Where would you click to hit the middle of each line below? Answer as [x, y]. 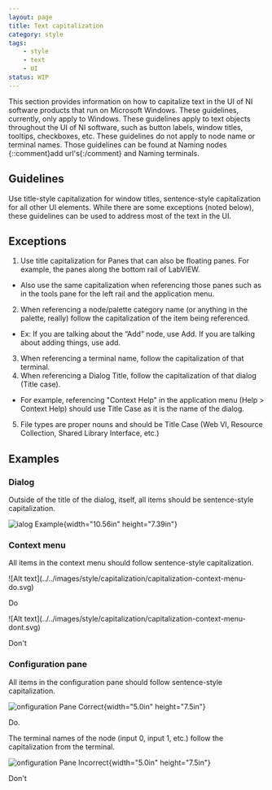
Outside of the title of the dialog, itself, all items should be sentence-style [131, 500]
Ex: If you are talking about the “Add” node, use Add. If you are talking [137, 334]
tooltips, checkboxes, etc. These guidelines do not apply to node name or [132, 136]
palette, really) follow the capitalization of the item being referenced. [135, 318]
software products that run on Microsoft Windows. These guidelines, [124, 110]
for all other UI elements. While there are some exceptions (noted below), [131, 207]
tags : [18, 43]
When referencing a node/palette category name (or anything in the [134, 310]
